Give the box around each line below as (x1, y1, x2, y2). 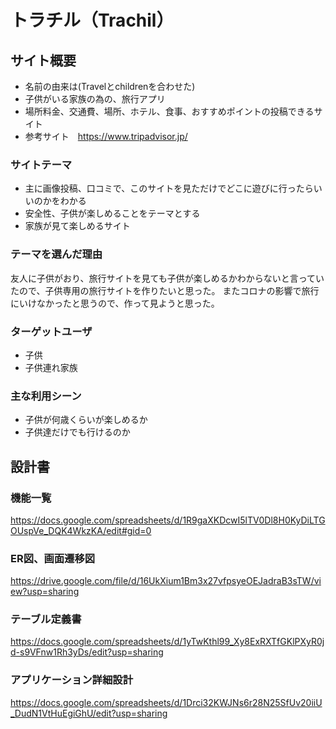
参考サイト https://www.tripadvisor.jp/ (24, 131, 188, 142)
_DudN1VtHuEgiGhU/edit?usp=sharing (10, 707, 168, 719)
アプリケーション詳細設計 (10, 673, 133, 687)
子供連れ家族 (24, 361, 78, 373)
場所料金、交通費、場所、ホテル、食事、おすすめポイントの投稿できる (24, 106, 315, 117)
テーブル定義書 (10, 612, 82, 626)
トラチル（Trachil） (10, 9, 175, 32)
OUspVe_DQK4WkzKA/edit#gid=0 (10, 524, 152, 536)
